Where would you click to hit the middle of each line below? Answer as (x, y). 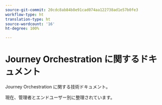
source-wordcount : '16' (30, 24)
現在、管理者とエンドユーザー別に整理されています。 (60, 97)
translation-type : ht (28, 19)
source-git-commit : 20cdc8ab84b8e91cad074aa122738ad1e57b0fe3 (72, 10)
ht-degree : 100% (22, 29)
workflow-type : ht (24, 15)
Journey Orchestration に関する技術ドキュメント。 (58, 87)
